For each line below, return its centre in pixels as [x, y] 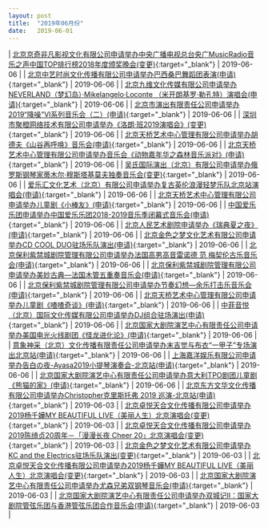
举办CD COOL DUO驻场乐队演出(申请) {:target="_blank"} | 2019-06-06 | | [128, 245]
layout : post [30, 16]
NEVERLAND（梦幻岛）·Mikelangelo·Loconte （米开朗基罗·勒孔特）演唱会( [129, 95]
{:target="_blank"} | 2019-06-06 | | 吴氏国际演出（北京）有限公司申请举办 [130, 164]
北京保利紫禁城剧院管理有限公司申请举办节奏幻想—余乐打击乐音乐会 [140, 285]
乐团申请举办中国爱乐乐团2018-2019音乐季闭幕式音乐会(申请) [109, 215]
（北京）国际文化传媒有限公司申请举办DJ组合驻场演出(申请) [107, 315]
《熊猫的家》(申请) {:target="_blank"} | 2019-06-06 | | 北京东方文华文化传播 [132, 385]
